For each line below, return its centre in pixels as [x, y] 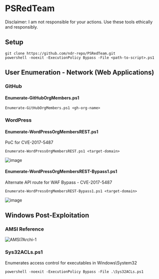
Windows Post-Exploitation [47, 215]
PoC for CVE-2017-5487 [29, 142]
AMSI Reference [25, 229]
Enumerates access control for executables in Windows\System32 [71, 263]
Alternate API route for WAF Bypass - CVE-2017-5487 [59, 182]
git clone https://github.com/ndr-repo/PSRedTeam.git [60, 53]
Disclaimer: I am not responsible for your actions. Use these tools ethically [79, 22]
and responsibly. [22, 27]
